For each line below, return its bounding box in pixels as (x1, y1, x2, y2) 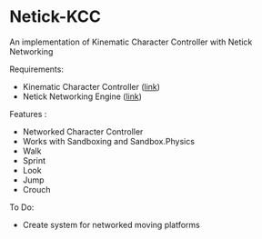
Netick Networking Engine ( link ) (22, 91, 143, 102)
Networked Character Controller (22, 125, 144, 137)
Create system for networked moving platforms (22, 219, 200, 230)
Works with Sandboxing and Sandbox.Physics (22, 135, 196, 146)
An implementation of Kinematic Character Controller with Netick (9, 36, 253, 47)
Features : (9, 108, 47, 119)
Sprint (22, 154, 46, 165)
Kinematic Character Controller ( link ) (22, 81, 161, 92)
